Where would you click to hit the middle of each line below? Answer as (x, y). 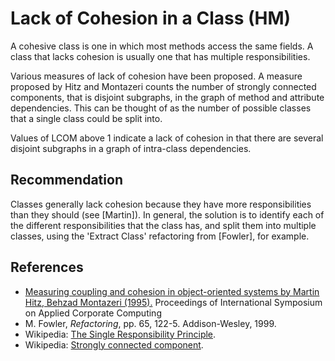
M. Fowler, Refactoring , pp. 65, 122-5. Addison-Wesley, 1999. (150, 323)
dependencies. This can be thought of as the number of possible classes (161, 108)
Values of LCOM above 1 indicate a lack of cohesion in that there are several (167, 138)
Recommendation (66, 180)
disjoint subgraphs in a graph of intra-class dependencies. (131, 148)
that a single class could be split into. (86, 118)
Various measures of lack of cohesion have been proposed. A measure (156, 76)
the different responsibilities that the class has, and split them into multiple (163, 225)
